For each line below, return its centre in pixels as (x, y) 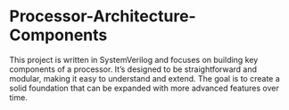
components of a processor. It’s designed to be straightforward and (133, 69)
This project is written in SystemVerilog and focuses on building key (134, 59)
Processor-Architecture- (103, 16)
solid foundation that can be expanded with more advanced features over (144, 88)
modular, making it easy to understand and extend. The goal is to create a (145, 78)
